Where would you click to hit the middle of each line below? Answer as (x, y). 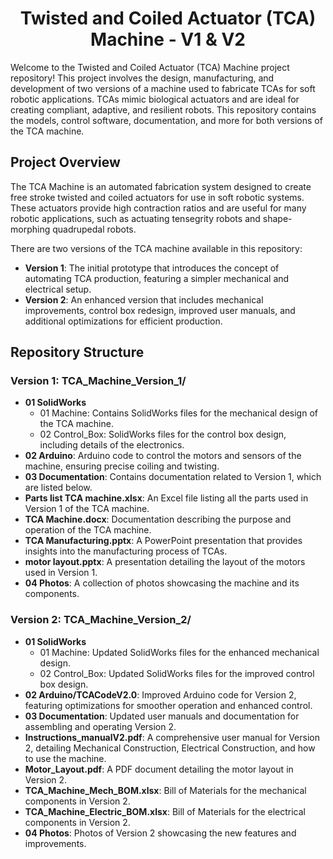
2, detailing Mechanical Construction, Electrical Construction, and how (170, 748)
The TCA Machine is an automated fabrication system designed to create (161, 186)
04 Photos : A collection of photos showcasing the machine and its (162, 583)
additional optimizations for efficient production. (123, 321)
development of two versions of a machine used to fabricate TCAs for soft (163, 88)
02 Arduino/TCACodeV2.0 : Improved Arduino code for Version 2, (160, 694)
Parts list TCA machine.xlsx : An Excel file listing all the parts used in (166, 498)
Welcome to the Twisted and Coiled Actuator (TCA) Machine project (150, 67)
